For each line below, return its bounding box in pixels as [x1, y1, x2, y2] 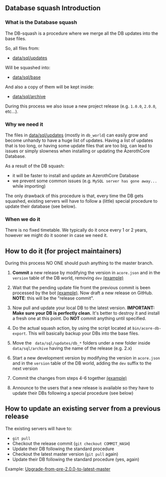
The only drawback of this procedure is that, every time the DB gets [5, 193, 144, 199]
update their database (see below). [5, 203, 77, 209]
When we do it [5, 216, 41, 223]
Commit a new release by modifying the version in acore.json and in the [12, 270, 161, 276]
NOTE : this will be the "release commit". [12, 295, 94, 301]
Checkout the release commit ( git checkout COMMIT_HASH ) [12, 440, 130, 446]
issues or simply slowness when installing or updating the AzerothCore [5, 148, 150, 154]
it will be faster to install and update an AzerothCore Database [12, 172, 139, 178]
